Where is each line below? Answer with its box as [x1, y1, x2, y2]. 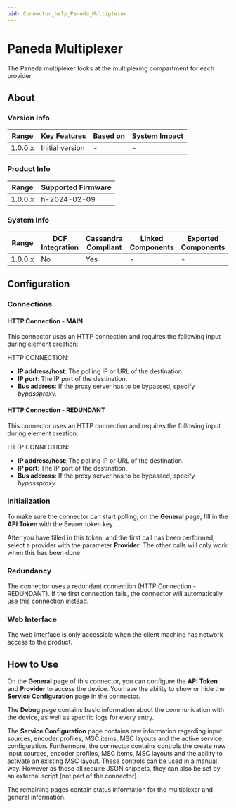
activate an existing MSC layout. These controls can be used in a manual [7, 757, 218, 765]
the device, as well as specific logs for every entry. [7, 713, 155, 722]
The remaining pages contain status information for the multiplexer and [7, 785, 213, 794]
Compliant [86, 242, 122, 252]
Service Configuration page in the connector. [7, 692, 140, 701]
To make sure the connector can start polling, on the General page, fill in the [7, 512, 228, 521]
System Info [7, 216, 50, 225]
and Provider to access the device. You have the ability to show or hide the [7, 685, 225, 693]
